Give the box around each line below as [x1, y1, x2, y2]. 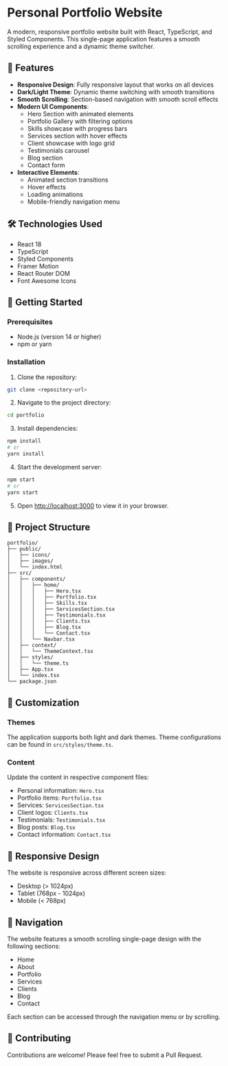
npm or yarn [16, 340, 52, 348]
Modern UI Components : [16, 102, 89, 111]
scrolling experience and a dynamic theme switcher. [7, 42, 155, 50]
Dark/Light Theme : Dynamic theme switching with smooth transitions [16, 87, 215, 96]
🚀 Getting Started [7, 296, 83, 308]
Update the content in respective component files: [7, 773, 149, 782]
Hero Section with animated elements [27, 109, 134, 118]
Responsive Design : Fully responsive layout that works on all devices [16, 81, 214, 89]
